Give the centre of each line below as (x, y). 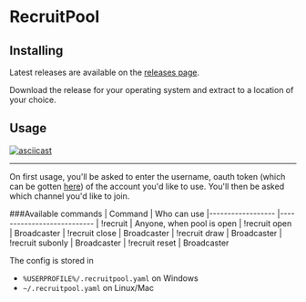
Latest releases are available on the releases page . (105, 72)
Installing (36, 51)
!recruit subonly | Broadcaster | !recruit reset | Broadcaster (119, 243)
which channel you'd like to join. (70, 196)
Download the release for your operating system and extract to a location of (152, 90)
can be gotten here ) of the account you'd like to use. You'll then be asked (147, 186)
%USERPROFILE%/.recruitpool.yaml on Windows (110, 278)
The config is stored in (51, 260)
